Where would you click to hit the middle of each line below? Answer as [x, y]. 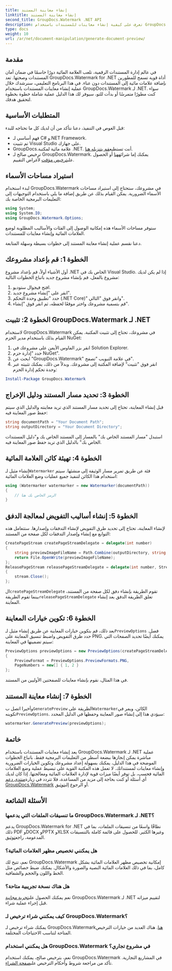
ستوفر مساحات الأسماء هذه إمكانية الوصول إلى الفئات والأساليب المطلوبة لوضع [81, 228]
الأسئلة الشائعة [26, 801]
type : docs [17, 29]
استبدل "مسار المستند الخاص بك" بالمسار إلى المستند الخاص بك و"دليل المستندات [84, 437]
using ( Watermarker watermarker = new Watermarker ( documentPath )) [78, 486]
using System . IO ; [24, 213]
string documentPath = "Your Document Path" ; [55, 422]
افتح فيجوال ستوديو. [32, 287]
